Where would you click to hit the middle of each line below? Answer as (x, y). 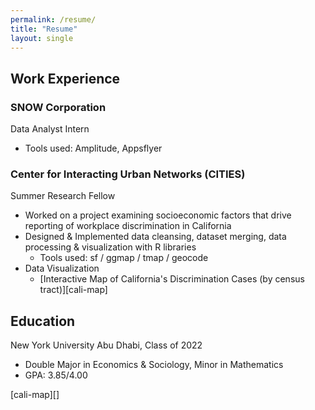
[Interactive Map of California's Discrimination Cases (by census (172, 279)
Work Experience (65, 78)
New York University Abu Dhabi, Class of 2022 (106, 345)
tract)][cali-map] (73, 290)
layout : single (42, 38)
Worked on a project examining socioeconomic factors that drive (158, 215)
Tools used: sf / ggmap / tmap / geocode (124, 258)
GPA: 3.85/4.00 (56, 375)
